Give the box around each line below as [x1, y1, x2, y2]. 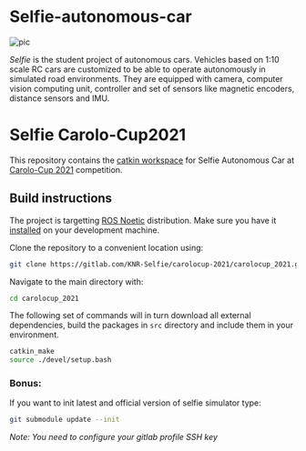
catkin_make [9, 347, 55, 356]
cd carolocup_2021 [9, 294, 79, 303]
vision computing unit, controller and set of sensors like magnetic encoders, [9, 83, 295, 94]
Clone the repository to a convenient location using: [9, 242, 204, 253]
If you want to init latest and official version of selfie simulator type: [9, 397, 261, 408]
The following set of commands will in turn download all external [9, 310, 252, 321]
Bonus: [9, 377, 42, 390]
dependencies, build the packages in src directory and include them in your [9, 320, 294, 331]
